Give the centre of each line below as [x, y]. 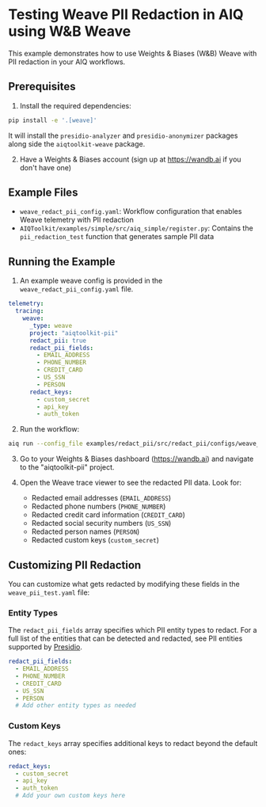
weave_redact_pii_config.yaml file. [76, 289]
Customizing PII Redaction [75, 565]
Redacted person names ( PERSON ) [85, 531]
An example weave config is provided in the [91, 281]
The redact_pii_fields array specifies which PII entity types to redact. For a [133, 630]
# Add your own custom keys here [70, 796]
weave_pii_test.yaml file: [49, 592]
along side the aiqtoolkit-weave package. [77, 143]
